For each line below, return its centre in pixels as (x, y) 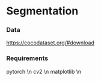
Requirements (27, 58)
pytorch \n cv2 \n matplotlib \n (44, 71)
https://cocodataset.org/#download (50, 43)
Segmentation (42, 11)
